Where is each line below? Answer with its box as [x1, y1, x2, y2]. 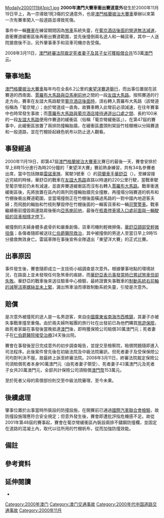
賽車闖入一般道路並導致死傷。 [18, 17, 78, 23]
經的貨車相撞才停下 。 [5, 213, 48, 220]
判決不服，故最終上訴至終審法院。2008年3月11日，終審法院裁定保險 [18, 355, 155, 361]
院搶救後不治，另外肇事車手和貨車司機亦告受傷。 [5, 40, 103, 46]
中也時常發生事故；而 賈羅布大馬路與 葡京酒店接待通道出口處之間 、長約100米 [5, 110, 158, 116]
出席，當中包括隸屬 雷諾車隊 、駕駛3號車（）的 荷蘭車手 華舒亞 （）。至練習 [5, 171, 151, 176]
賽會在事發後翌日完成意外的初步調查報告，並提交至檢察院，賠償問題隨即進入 [5, 343, 159, 348]
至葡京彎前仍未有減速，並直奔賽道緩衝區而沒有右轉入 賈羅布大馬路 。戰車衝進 [5, 183, 159, 189]
